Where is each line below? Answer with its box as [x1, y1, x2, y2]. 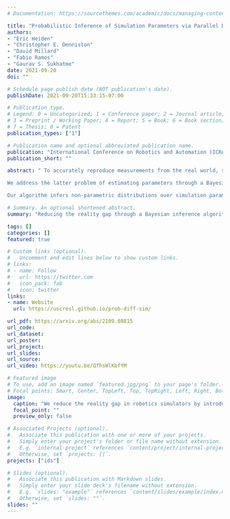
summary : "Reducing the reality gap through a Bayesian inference [7, 210, 201, 218]
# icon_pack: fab [7, 280, 63, 287]
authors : [7, 29, 32, 36]
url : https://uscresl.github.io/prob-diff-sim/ [13, 305, 152, 312]
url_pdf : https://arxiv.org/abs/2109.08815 [7, 318, 133, 325]
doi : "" [7, 73, 29, 80]
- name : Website [7, 299, 53, 306]
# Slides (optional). [7, 470, 69, 477]
